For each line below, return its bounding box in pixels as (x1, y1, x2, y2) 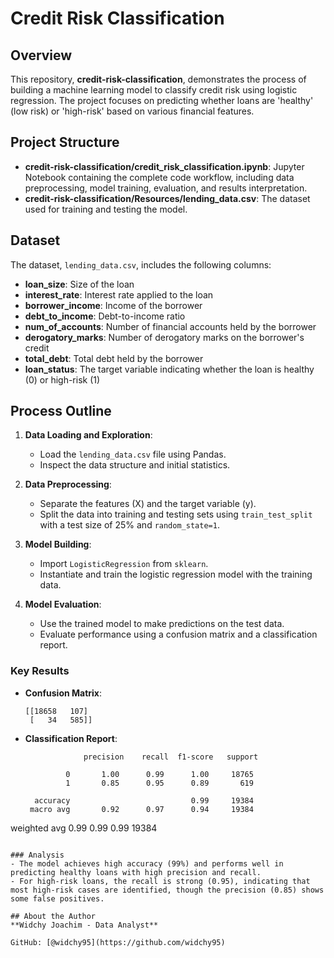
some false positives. (10, 893, 105, 904)
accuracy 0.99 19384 (34, 795, 254, 806)
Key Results (10, 664, 70, 678)
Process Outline (10, 403, 112, 420)
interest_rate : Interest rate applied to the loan (24, 288, 214, 301)
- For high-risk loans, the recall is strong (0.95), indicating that (10, 876, 311, 886)
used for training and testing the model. (24, 203, 188, 215)
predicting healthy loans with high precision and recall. (10, 867, 262, 877)
